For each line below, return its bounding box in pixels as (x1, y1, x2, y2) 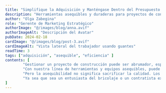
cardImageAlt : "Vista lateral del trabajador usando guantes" (5, 44, 136, 49)
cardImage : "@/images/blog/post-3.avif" (5, 39, 90, 44)
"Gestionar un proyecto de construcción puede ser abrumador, (23, 62, 154, 67)
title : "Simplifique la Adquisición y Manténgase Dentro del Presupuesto (5, 7, 161, 12)
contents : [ (5, 58, 30, 62)
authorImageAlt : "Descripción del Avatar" (5, 30, 94, 35)
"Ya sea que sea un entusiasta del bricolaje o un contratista (23, 76, 156, 81)
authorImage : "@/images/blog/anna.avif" (5, 26, 90, 31)
